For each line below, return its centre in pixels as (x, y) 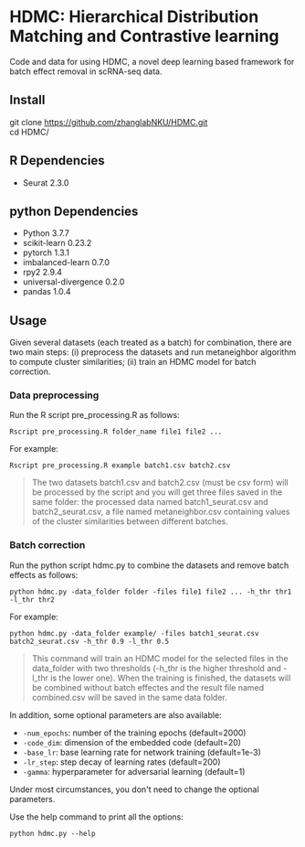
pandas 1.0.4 (47, 292)
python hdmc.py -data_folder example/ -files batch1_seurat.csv (134, 633)
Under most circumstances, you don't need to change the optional (134, 789)
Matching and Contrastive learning (145, 36)
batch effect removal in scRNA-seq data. (86, 71)
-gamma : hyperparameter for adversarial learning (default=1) (134, 771)
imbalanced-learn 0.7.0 (66, 263)
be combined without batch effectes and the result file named (148, 687)
